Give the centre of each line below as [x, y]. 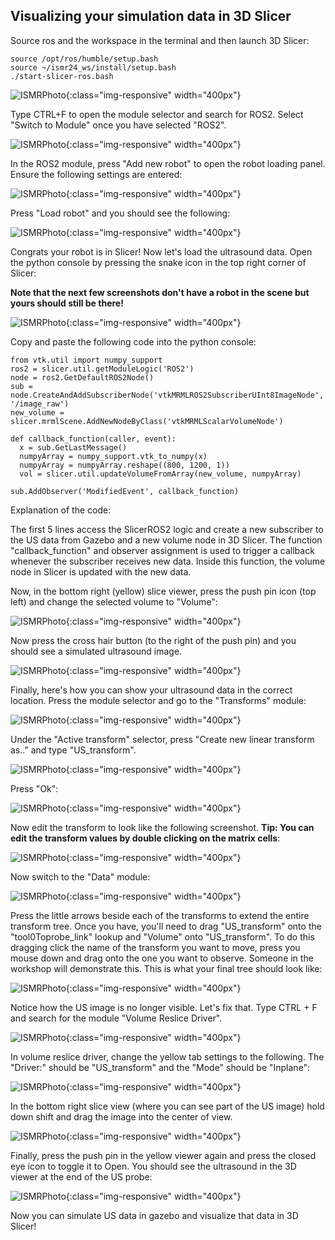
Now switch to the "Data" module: [80, 876]
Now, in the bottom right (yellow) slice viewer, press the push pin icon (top [163, 591]
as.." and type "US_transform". [73, 750]
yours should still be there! [67, 303]
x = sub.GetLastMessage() [73, 447]
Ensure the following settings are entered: [96, 174]
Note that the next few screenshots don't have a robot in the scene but [160, 292]
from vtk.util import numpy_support [86, 360]
